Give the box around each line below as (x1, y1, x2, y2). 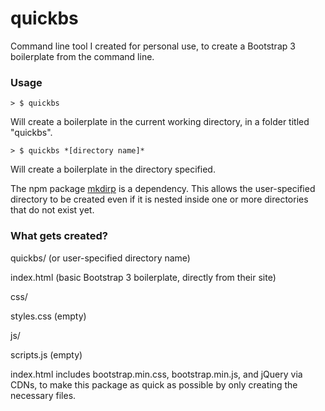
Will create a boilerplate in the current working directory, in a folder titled (10, 116, 310, 128)
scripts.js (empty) (10, 348, 83, 361)
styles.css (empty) (10, 310, 87, 322)
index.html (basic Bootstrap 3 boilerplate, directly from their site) (10, 271, 277, 283)
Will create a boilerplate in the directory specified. (10, 163, 216, 176)
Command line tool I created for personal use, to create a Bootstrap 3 (10, 40, 296, 52)
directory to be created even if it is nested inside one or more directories (10, 193, 309, 206)
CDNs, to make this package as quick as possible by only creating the (10, 378, 298, 391)
